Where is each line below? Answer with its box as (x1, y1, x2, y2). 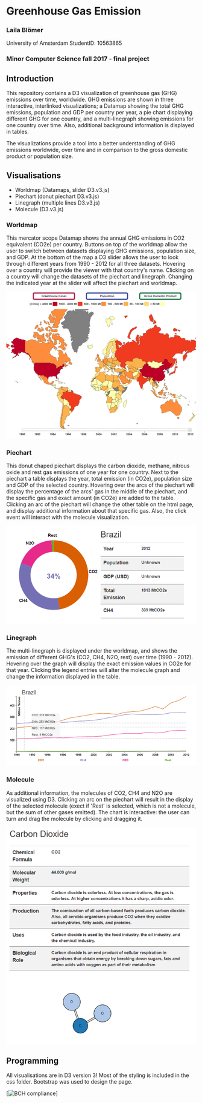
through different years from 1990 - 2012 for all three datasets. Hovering (6, 260, 186, 268)
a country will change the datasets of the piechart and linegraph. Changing (6, 273, 193, 280)
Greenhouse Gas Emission (6, 4, 141, 18)
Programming (6, 1055, 59, 1066)
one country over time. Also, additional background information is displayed (6, 122, 195, 129)
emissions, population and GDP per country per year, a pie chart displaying (6, 109, 193, 116)
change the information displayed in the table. (6, 673, 121, 680)
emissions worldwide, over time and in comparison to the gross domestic (6, 147, 188, 154)
